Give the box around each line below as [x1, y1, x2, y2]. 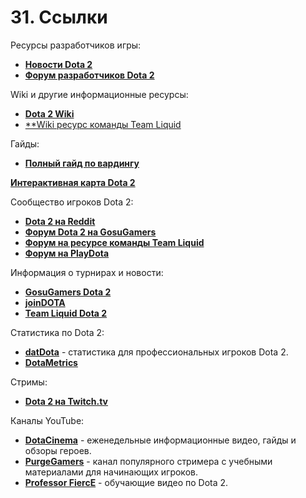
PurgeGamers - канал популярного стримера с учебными [24, 455, 273, 467]
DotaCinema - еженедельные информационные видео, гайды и [24, 434, 297, 446]
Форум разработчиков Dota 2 [24, 69, 155, 81]
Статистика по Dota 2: [10, 326, 105, 338]
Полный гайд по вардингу [24, 157, 140, 169]
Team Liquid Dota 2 [24, 307, 108, 319]
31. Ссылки [10, 6, 108, 29]
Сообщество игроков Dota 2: [10, 196, 134, 208]
